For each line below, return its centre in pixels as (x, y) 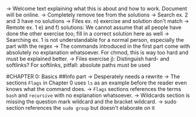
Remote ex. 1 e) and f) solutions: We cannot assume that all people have (94, 27)
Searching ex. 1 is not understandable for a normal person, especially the (95, 40)
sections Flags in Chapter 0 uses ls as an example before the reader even (97, 83)
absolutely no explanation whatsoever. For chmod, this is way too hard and (97, 52)
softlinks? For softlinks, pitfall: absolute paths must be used (78, 65)
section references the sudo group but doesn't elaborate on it (81, 108)
